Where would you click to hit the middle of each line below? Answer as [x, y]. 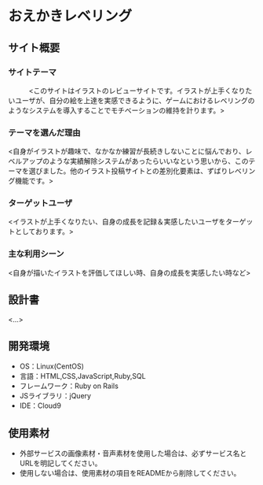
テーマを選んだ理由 [44, 132]
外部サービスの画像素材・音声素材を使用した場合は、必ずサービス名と [133, 454]
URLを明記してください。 [60, 463]
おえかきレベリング [70, 16]
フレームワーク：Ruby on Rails [69, 386]
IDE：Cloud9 [40, 405]
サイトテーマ [33, 72]
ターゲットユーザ [40, 203]
